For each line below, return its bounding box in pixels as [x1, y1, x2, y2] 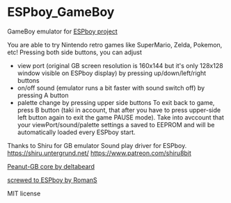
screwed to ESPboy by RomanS [7, 175, 97, 184]
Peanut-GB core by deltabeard [7, 162, 95, 170]
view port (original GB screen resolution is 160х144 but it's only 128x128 [17, 61, 224, 70]
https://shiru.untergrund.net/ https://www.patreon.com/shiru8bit [7, 149, 191, 157]
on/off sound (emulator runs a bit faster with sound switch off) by [17, 83, 205, 92]
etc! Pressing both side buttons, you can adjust [7, 48, 143, 56]
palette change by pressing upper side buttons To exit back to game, [17, 98, 215, 106]
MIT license [7, 189, 41, 197]
